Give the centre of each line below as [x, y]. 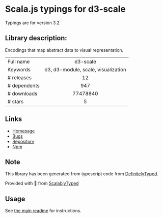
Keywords [19, 69]
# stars [15, 101]
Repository [23, 141]
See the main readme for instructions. [43, 211]
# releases [20, 77]
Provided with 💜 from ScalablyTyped [42, 184]
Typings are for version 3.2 [32, 23]
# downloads [23, 93]
